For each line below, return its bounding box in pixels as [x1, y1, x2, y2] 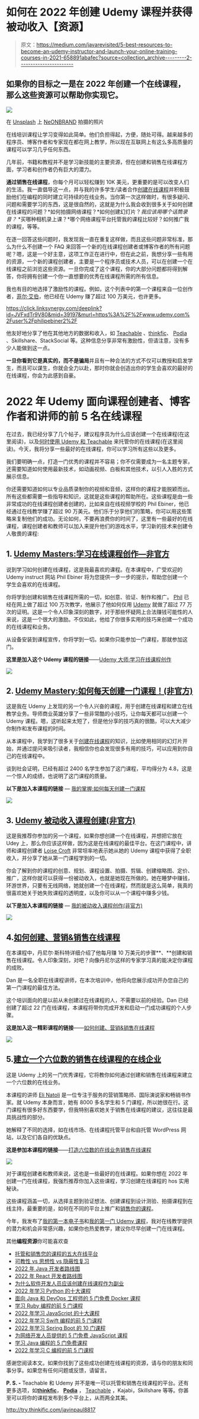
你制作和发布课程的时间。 [6, 725, 69, 732]
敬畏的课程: [11, 530, 40, 537]
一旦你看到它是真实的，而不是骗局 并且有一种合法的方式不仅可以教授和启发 [6, 357, 188, 364]
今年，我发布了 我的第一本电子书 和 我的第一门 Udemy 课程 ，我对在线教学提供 [6, 1217, 192, 1224]
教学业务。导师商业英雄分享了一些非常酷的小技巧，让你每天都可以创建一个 [6, 710, 188, 718]
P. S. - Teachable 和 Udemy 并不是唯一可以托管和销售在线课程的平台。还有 [6, 1379, 189, 1386]
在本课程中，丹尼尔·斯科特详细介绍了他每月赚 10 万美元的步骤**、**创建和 [6, 949, 188, 956]
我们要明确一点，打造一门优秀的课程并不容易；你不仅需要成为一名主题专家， [6, 458, 193, 465]
